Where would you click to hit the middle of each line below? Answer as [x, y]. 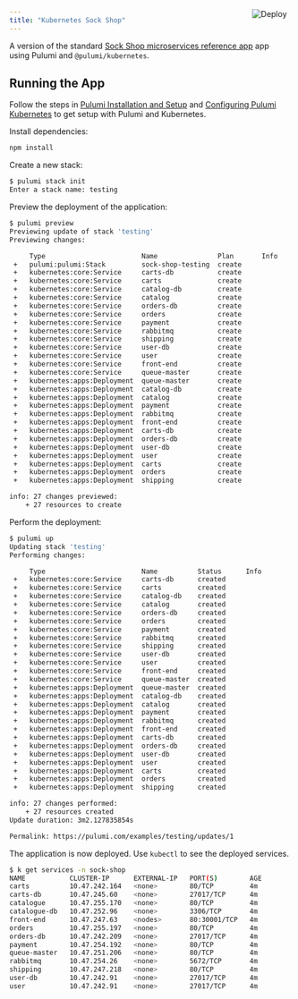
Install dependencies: [49, 131]
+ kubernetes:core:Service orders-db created [119, 613]
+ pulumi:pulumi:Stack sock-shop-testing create [128, 264]
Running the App [57, 84]
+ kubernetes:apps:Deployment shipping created [119, 787]
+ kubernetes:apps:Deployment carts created [119, 771]
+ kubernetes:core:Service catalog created [119, 605]
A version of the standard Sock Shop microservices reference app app [140, 46]
